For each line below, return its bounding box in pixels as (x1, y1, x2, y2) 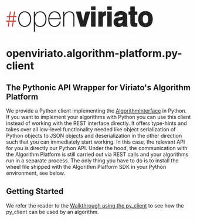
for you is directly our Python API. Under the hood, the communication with (6, 145, 188, 151)
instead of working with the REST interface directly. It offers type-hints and (6, 120, 188, 127)
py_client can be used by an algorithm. (6, 208, 99, 215)
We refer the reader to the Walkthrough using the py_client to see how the (6, 202, 185, 209)
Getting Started (6, 186, 64, 196)
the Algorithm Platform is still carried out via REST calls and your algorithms (6, 151, 189, 158)
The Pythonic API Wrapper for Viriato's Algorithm (6, 83, 191, 93)
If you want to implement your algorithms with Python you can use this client (6, 114, 191, 120)
